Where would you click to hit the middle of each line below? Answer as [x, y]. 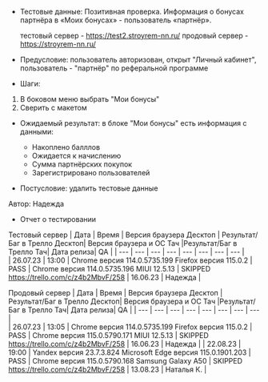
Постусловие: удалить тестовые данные [89, 188]
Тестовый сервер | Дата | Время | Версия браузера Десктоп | [114, 235]
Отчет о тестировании [58, 219]
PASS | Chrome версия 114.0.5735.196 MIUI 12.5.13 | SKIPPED [110, 269]
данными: [37, 132]
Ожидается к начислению [76, 156]
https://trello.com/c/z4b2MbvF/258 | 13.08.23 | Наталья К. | [108, 369]
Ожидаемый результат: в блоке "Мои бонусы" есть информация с [133, 123]
